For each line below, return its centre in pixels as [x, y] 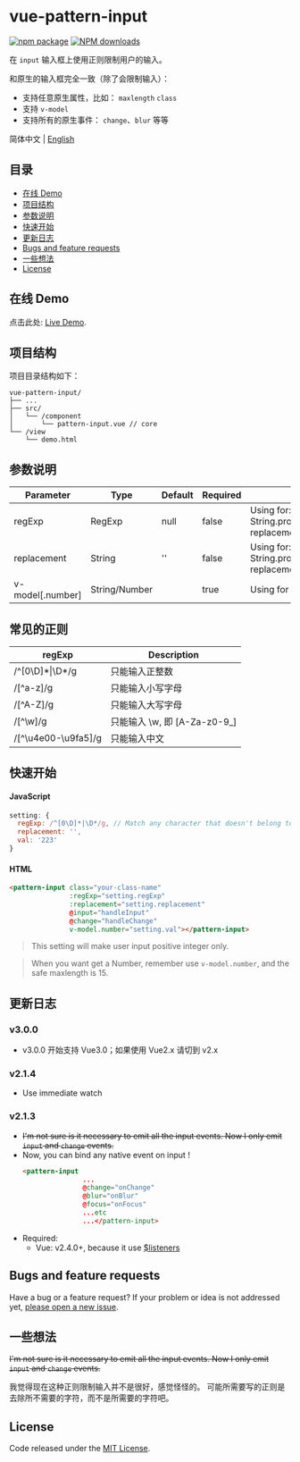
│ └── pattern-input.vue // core [83, 424]
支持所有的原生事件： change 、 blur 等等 [96, 120]
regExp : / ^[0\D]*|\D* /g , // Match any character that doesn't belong [149, 824]
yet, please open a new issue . [64, 1307]
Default [177, 495]
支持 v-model [45, 108]
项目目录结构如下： [45, 376]
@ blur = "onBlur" [111, 1196]
